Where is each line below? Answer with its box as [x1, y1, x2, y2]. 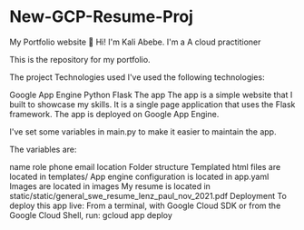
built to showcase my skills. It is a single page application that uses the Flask [9, 98, 296, 110]
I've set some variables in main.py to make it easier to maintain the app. [9, 125, 277, 137]
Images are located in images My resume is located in [9, 180, 211, 192]
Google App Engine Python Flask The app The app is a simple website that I [9, 89, 293, 100]
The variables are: [9, 144, 77, 155]
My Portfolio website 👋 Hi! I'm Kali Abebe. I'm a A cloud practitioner [9, 36, 261, 47]
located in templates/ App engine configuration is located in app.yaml [9, 171, 270, 182]
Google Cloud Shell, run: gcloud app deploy [9, 209, 172, 220]
